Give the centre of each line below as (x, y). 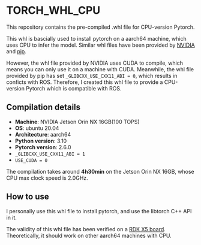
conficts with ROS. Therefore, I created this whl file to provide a (85, 82)
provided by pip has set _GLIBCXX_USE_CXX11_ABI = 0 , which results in (92, 75)
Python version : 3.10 (41, 141)
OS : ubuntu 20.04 (37, 128)
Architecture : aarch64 (43, 134)
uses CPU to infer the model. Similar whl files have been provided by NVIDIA (100, 45)
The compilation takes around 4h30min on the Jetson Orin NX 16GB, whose (100, 171)
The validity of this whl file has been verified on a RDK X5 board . (86, 229)
